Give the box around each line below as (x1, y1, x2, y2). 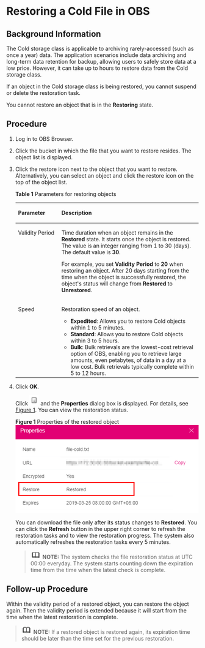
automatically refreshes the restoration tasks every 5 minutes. (15, 538, 171, 546)
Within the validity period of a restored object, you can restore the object (6, 600, 189, 608)
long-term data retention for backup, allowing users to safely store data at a (6, 58, 196, 65)
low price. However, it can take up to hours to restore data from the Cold (6, 64, 188, 72)
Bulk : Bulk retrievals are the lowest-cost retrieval (70, 343, 193, 350)
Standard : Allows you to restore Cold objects (70, 330, 184, 337)
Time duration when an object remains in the (61, 228, 173, 236)
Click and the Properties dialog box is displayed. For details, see (15, 400, 189, 407)
